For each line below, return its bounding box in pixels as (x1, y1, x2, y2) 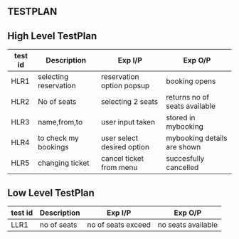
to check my (38, 133, 80, 143)
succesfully (166, 154, 205, 164)
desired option (100, 142, 149, 152)
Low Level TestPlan (7, 186, 95, 198)
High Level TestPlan (7, 30, 97, 42)
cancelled (166, 163, 199, 173)
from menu (100, 163, 138, 173)
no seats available (157, 220, 218, 230)
